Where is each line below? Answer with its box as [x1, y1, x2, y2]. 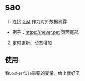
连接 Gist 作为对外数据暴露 [12, 18, 67, 24]
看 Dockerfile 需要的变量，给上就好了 [5, 70, 80, 76]
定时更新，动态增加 [12, 39, 52, 46]
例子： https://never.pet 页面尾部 [12, 29, 79, 35]
